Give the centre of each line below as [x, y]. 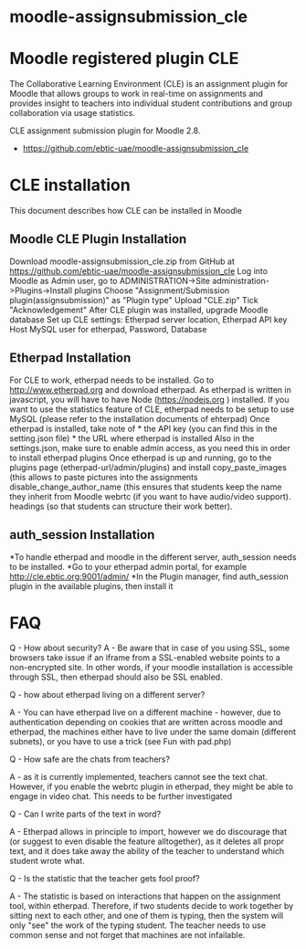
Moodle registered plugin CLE [124, 59]
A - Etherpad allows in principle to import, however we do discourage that [148, 832]
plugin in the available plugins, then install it [91, 585]
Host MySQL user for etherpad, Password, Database [108, 329]
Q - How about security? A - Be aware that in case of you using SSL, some [150, 648]
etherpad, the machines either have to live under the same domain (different [153, 732]
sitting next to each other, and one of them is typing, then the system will [147, 916]
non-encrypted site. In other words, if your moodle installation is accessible [152, 668]
